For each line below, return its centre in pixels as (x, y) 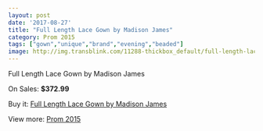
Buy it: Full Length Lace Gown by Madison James (88, 104)
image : (19, 51)
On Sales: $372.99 (39, 89)
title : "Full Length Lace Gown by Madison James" (91, 30)
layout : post (29, 15)
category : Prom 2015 (42, 37)
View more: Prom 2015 (45, 119)
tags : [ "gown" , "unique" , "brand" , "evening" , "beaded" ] (96, 44)
